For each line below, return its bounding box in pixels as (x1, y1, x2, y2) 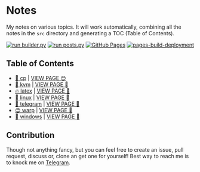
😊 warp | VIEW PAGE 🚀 (14, 106, 73, 113)
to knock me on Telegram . (6, 159, 70, 166)
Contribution (6, 130, 55, 140)
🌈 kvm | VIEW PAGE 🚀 (14, 81, 69, 88)
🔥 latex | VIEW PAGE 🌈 (14, 87, 70, 94)
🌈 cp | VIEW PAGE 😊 (14, 74, 67, 81)
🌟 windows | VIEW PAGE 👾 (14, 113, 80, 120)
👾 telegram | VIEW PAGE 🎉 (14, 100, 80, 107)
